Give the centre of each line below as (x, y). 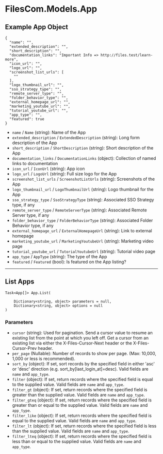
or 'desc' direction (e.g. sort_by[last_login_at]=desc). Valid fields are (80, 369)
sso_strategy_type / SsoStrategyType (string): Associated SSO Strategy (83, 200)
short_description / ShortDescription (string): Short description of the (83, 148)
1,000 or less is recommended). (44, 359)
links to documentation (35, 163)
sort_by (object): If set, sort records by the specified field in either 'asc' (83, 364)
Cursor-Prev (24, 348)
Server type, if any (31, 215)
